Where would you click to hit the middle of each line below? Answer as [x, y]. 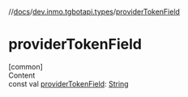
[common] [26, 66]
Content [22, 75]
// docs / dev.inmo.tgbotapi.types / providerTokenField [94, 12]
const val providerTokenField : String [68, 83]
